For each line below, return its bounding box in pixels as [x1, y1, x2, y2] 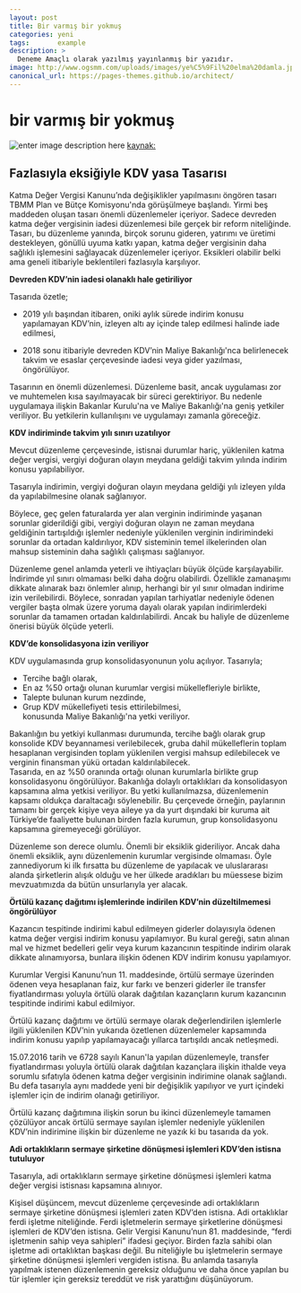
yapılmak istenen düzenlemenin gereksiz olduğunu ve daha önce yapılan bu [9, 1263, 289, 1274]
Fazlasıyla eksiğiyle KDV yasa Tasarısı [9, 166, 228, 181]
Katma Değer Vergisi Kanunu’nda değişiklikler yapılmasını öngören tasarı [9, 189, 278, 200]
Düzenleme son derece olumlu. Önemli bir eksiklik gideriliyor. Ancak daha [9, 840, 280, 852]
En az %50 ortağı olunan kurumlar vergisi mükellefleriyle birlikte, [21, 682, 261, 693]
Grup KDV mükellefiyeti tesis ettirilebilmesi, [21, 701, 182, 712]
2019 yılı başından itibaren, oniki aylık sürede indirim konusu [21, 308, 245, 319]
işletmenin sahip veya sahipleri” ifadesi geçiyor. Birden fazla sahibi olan [9, 1235, 272, 1246]
